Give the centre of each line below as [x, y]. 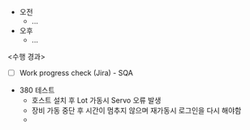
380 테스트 [37, 90]
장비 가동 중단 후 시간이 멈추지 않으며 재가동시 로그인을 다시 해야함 [136, 110]
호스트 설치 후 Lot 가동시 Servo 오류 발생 [96, 101]
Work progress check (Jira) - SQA [76, 73]
